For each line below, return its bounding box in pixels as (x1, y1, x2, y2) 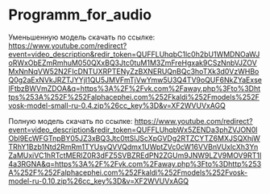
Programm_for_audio (8, 6, 152, 24)
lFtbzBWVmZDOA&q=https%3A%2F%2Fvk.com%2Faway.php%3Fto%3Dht (8, 83, 260, 93)
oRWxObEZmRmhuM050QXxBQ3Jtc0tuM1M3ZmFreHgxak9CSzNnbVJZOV (8, 58, 258, 68)
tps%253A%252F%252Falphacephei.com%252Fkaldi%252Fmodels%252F (8, 92, 260, 101)
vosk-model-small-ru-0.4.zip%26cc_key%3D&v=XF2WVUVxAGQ (8, 101, 226, 110)
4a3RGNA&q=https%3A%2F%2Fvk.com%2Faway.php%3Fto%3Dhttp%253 (8, 159, 262, 168)
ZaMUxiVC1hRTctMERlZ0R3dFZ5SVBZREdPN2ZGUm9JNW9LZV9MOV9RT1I (8, 151, 262, 160)
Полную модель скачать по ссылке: (8, 116, 133, 126)
